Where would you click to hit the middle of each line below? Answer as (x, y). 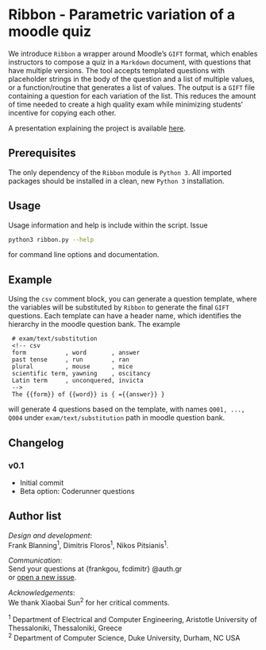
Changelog (36, 443)
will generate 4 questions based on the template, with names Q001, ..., (127, 409)
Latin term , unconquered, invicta (78, 381)
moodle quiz (50, 31)
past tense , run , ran (70, 360)
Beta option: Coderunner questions (77, 491)
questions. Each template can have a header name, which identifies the (125, 316)
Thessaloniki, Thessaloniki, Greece (66, 628)
